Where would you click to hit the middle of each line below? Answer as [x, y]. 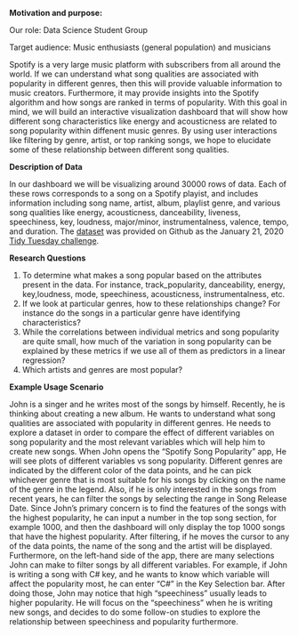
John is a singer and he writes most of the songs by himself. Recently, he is [147, 404]
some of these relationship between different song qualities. [119, 149]
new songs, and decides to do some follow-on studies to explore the [135, 612]
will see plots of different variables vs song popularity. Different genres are [146, 461]
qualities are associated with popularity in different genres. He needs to [140, 423]
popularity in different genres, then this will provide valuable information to [146, 83]
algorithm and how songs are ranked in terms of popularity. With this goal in [148, 102]
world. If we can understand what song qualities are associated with [134, 74]
